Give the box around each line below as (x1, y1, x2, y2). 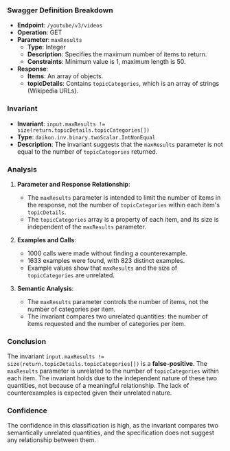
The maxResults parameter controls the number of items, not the (27, 297, 209, 305)
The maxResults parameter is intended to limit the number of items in (27, 193, 221, 201)
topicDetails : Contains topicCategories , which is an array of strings (27, 80, 220, 88)
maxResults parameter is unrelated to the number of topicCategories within (7, 367, 220, 375)
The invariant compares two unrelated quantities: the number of (27, 312, 208, 321)
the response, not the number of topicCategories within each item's (27, 200, 220, 209)
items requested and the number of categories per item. (27, 319, 186, 327)
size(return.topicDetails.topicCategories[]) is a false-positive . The (7, 360, 208, 368)
